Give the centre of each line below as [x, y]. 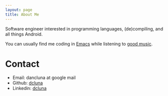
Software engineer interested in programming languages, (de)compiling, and [84, 28]
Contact [22, 64]
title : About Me [22, 14]
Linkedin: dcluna [29, 88]
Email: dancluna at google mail [44, 77]
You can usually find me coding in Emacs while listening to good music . [79, 43]
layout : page [19, 10]
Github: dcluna [28, 83]
